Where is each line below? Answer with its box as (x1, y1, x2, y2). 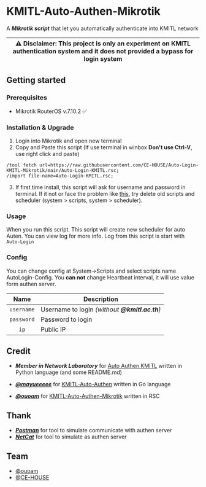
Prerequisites (6, 93, 47, 102)
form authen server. (6, 280, 56, 287)
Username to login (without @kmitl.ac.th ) (40, 305, 161, 314)
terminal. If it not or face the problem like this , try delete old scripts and (15, 190, 195, 197)
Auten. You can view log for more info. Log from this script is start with (6, 232, 185, 240)
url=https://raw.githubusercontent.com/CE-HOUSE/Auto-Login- (39, 162, 199, 168)
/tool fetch (6, 162, 37, 168)
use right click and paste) (15, 150, 80, 157)
